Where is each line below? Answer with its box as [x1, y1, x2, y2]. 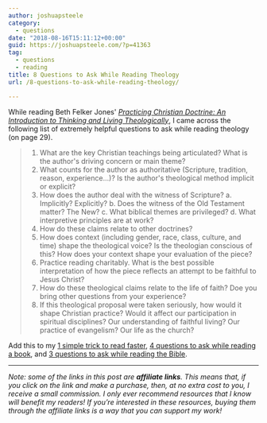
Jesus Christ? [39, 274, 85, 284]
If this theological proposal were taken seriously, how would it [39, 300, 242, 309]
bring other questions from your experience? [39, 291, 187, 301]
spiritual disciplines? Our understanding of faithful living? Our [39, 316, 241, 326]
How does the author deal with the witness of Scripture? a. [39, 190, 232, 200]
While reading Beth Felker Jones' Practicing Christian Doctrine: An [8, 107, 226, 116]
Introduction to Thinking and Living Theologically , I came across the [8, 115, 231, 125]
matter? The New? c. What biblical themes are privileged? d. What [39, 207, 257, 216]
